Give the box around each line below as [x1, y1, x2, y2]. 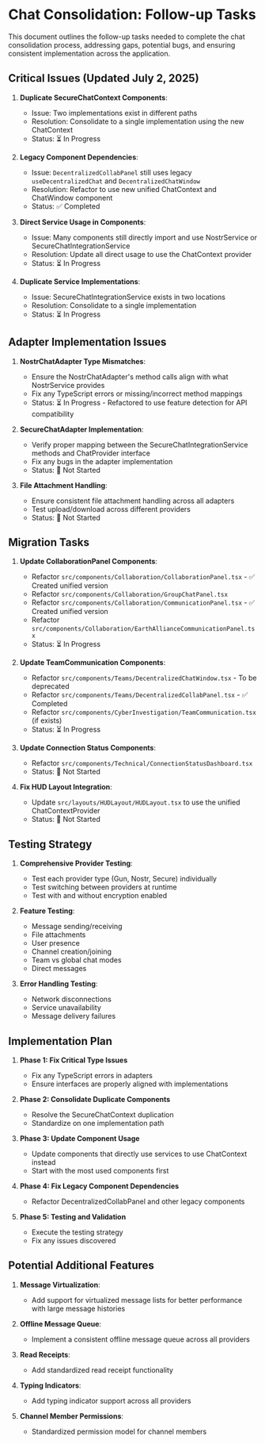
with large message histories [31, 1304, 126, 1313]
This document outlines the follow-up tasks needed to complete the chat [8, 32, 245, 41]
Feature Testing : [19, 906, 75, 916]
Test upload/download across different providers [31, 504, 191, 513]
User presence [31, 939, 81, 948]
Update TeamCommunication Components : [19, 658, 166, 667]
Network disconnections [31, 994, 112, 1004]
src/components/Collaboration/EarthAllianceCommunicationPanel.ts [31, 625, 256, 633]
